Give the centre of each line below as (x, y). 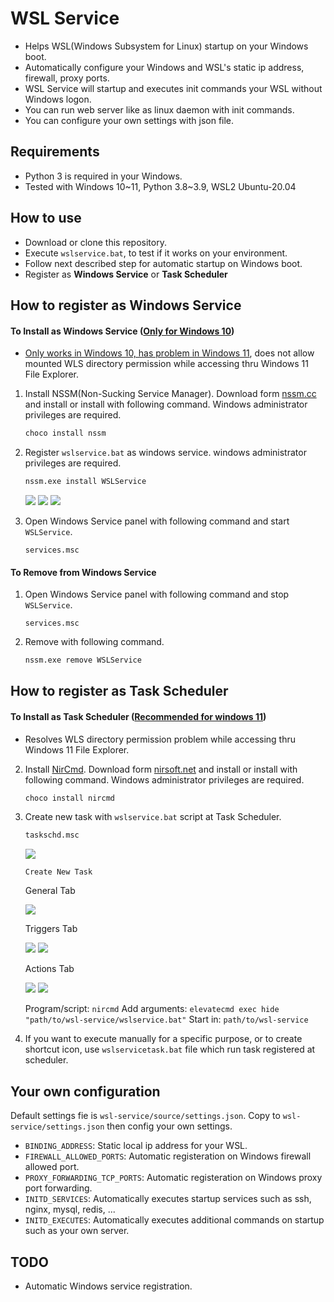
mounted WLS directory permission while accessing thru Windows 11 (166, 364)
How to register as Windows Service (126, 305)
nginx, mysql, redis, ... (70, 1209)
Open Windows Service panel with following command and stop (157, 594)
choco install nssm (65, 433)
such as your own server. (77, 1231)
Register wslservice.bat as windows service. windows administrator (165, 453)
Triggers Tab (51, 929)
